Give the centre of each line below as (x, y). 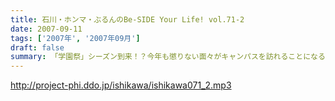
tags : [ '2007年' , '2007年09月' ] (75, 38)
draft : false (37, 47)
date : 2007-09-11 (46, 29)
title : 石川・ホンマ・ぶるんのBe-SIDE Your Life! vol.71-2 (127, 19)
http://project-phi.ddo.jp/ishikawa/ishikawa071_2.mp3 (121, 85)
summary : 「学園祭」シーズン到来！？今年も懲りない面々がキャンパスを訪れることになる (168, 57)
